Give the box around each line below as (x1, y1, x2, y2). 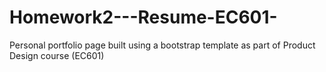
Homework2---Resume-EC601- (9, 6, 278, 29)
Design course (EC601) (9, 49, 105, 61)
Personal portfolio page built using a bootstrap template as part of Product (9, 39, 316, 51)
